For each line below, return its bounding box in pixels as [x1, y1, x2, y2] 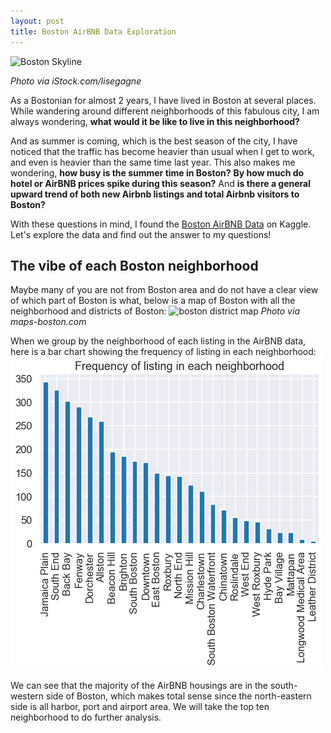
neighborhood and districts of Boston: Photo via [10, 305, 300, 317]
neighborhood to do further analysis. [10, 711, 162, 724]
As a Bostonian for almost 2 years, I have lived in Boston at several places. [10, 94, 317, 106]
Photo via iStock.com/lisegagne [10, 75, 142, 87]
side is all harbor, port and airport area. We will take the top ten [10, 701, 270, 713]
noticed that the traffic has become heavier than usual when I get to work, [10, 145, 315, 157]
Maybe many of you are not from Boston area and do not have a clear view [10, 284, 319, 296]
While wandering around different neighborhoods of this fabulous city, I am [10, 105, 320, 117]
